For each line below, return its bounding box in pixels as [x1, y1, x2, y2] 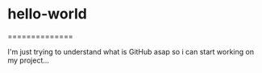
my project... [7, 55, 50, 65]
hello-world [7, 5, 88, 23]
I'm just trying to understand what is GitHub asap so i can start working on [7, 47, 255, 56]
